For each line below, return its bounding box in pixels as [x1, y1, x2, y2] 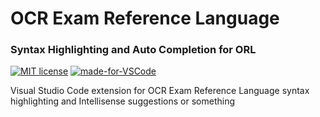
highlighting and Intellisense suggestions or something [10, 95, 235, 107]
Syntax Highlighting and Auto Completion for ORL [10, 43, 257, 57]
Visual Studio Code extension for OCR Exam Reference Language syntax [10, 85, 310, 97]
